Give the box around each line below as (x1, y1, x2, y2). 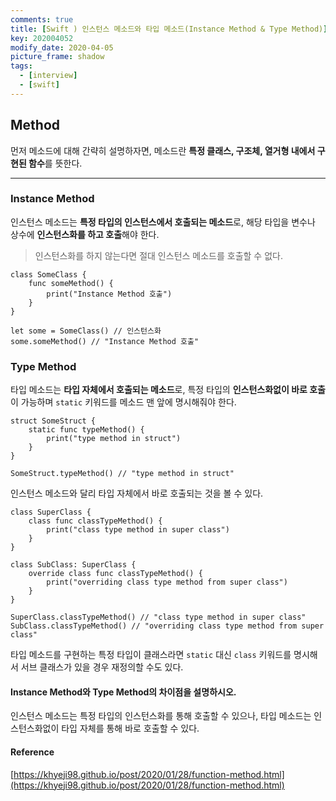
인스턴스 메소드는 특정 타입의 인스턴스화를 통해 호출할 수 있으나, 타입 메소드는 (10, 710, 312, 722)
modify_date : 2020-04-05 (10, 42, 114, 53)
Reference (10, 746, 55, 758)
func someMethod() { (28, 278, 114, 288)
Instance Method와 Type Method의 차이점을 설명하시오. (10, 686, 237, 698)
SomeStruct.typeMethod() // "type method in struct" (10, 469, 235, 479)
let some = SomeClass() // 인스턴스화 (10, 326, 162, 336)
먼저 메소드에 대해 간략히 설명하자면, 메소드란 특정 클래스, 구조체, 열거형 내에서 (10, 144, 316, 156)
